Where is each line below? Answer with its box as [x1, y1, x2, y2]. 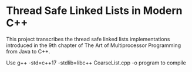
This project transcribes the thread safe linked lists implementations [6, 35, 170, 42]
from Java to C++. [6, 48, 50, 55]
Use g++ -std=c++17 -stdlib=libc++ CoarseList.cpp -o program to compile [6, 59, 186, 66]
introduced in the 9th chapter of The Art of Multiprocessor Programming [6, 42, 181, 49]
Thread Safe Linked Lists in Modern [6, 4, 183, 17]
